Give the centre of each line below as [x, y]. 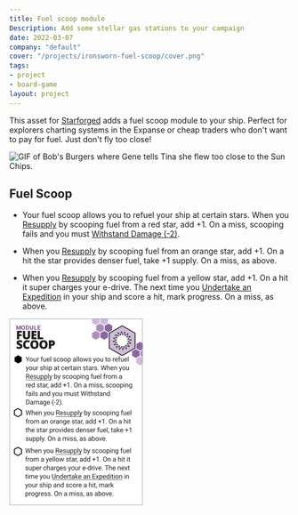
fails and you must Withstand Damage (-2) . [101, 234]
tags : [19, 66]
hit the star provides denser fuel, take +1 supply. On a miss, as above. [149, 261]
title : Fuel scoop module [57, 19]
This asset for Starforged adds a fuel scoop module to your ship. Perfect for [148, 120]
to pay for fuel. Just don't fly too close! [81, 139]
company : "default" [45, 47]
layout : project [39, 93]
